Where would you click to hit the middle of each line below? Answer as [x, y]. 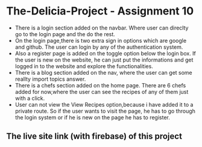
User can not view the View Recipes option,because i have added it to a [104, 104]
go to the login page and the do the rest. [65, 34]
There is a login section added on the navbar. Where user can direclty [102, 28]
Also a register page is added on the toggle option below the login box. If [105, 53]
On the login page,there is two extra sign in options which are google [101, 40]
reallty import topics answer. [50, 79]
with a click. [30, 98]
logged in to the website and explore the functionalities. [84, 66]
